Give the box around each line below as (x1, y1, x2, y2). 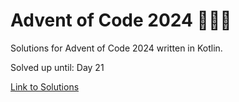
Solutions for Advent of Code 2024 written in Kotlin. (10, 42, 223, 54)
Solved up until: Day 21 (10, 61, 105, 73)
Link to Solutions (10, 80, 80, 93)
